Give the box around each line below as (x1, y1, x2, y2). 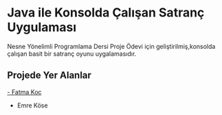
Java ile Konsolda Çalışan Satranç (7, 5, 205, 21)
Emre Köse (16, 101, 48, 109)
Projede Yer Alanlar (7, 70, 91, 81)
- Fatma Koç (7, 87, 43, 96)
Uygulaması (7, 19, 77, 35)
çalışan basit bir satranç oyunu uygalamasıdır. (7, 50, 137, 58)
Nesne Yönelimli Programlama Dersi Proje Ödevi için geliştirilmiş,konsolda (7, 42, 216, 50)
